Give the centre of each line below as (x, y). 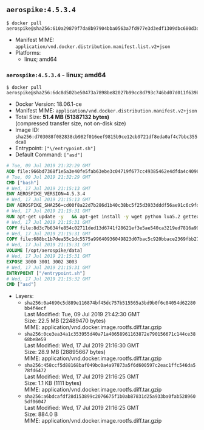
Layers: (24, 296)
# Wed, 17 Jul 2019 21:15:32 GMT (49, 279)
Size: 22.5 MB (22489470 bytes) (65, 321)
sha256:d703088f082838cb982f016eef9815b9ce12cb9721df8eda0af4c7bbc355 (106, 137)
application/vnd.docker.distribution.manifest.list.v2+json (93, 47)
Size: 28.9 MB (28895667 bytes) (65, 352)
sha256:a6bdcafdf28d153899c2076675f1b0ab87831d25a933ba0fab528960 (110, 397)
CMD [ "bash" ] (23, 182)
